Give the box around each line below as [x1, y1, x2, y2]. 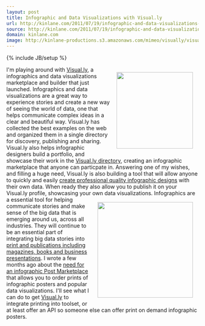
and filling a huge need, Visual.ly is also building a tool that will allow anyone [6, 170, 198, 177]
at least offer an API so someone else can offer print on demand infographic [6, 306, 197, 314]
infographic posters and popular [6, 281, 87, 287]
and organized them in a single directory [6, 131, 108, 138]
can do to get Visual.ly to [6, 294, 69, 300]
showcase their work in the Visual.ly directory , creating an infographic [6, 157, 182, 164]
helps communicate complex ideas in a [6, 111, 105, 119]
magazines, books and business [6, 248, 87, 255]
